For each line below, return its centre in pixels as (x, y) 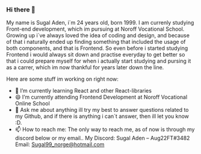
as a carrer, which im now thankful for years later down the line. (85, 67)
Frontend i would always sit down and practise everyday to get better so (96, 55)
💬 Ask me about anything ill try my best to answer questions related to (102, 110)
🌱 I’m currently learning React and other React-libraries (83, 91)
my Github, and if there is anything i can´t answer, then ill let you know (102, 116)
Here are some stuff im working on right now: (63, 79)
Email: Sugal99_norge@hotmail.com (60, 144)
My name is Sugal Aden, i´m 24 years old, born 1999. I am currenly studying (100, 23)
